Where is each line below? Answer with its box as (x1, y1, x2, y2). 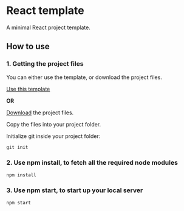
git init (6, 144, 29, 150)
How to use (6, 41, 50, 52)
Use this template (6, 85, 50, 92)
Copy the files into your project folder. (6, 120, 101, 128)
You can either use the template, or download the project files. (6, 74, 162, 81)
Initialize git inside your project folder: (6, 132, 101, 140)
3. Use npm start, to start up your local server (6, 186, 143, 195)
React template (6, 4, 84, 18)
